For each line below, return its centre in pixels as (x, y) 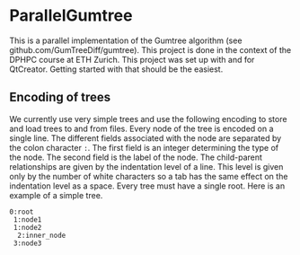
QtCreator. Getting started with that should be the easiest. (116, 69)
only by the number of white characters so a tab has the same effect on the (149, 176)
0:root (22, 212)
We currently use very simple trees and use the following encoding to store (148, 119)
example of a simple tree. (56, 195)
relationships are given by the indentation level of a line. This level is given (146, 166)
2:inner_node (42, 235)
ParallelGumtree (71, 16)
